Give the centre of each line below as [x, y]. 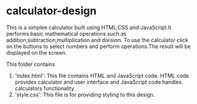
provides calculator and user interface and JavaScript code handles [98, 82]
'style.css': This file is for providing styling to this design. [85, 94]
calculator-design [51, 11]
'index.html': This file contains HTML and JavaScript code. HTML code [102, 75]
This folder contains [31, 64]
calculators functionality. [45, 88]
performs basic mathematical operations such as [66, 33]
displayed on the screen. [36, 52]
